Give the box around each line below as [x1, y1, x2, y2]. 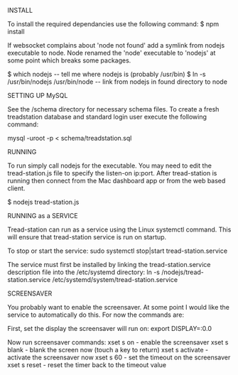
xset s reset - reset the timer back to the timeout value [7, 361, 167, 369]
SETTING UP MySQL [7, 92, 68, 99]
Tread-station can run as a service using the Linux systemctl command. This [7, 225, 232, 234]
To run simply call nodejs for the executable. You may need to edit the [7, 161, 212, 170]
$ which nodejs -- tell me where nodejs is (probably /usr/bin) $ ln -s [7, 70, 206, 78]
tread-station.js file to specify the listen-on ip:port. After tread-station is [7, 169, 217, 177]
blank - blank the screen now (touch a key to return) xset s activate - [7, 346, 208, 354]
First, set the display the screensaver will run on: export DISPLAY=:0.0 [7, 325, 212, 332]
